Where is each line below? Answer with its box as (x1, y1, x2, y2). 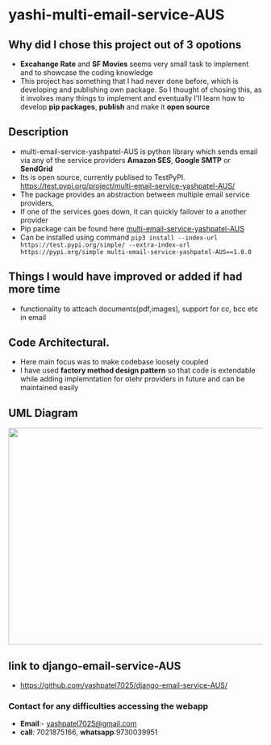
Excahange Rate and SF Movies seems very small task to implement (19, 59, 249, 69)
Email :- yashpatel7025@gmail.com (19, 719, 137, 729)
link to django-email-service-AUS (8, 659, 181, 672)
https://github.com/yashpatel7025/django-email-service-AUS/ (19, 680, 228, 690)
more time (8, 282, 60, 296)
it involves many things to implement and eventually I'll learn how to (19, 94, 245, 102)
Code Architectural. (8, 336, 110, 350)
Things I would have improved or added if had (8, 270, 243, 284)
